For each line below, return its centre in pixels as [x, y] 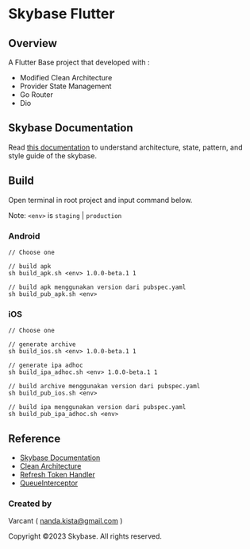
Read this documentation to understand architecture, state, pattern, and [125, 147]
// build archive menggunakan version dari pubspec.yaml [104, 387]
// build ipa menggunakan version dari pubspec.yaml [97, 407]
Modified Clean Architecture [66, 78]
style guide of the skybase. [53, 155]
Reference [35, 438]
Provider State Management [65, 86]
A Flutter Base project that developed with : [79, 62]
